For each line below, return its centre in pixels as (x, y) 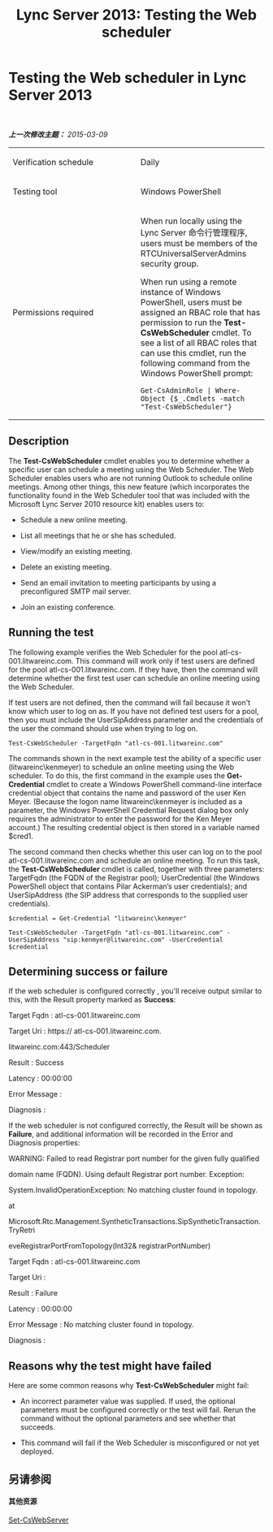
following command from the (195, 363)
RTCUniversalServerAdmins (194, 253)
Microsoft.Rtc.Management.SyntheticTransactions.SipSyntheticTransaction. (135, 1222)
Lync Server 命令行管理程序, (194, 232)
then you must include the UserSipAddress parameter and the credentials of (136, 720)
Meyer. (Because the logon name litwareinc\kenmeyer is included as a (126, 801)
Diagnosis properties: (44, 1143)
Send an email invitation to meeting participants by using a (118, 582)
